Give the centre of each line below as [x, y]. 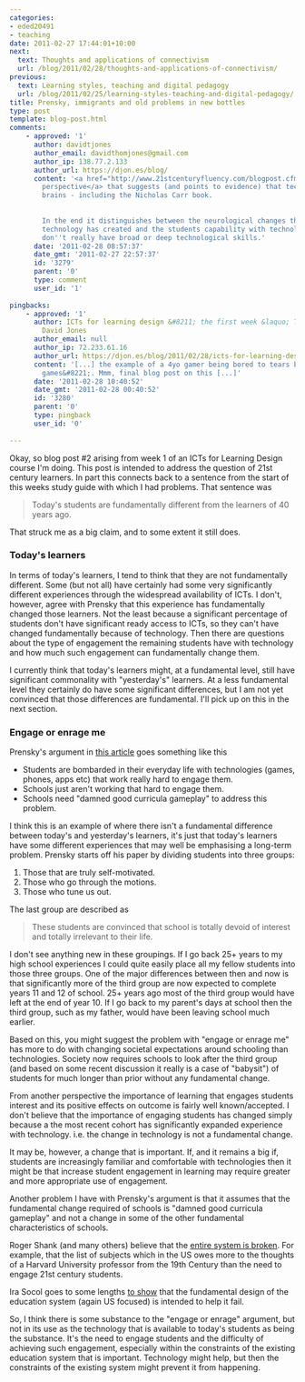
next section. [34, 708]
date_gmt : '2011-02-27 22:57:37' [97, 255]
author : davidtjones [72, 145]
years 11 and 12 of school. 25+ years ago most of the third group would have [152, 993]
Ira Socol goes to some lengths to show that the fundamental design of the [149, 1292]
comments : [28, 128]
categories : [32, 18]
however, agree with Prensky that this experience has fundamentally [138, 604]
